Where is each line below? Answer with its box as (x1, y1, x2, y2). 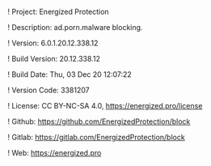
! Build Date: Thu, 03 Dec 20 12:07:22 (7, 70, 133, 79)
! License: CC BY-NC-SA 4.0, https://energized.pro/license (7, 101, 203, 110)
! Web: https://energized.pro (7, 148, 102, 157)
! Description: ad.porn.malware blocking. (7, 23, 143, 32)
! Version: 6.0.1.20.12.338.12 (7, 38, 99, 48)
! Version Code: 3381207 (7, 85, 90, 95)
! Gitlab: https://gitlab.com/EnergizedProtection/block (7, 133, 185, 142)
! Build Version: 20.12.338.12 (7, 54, 100, 63)
